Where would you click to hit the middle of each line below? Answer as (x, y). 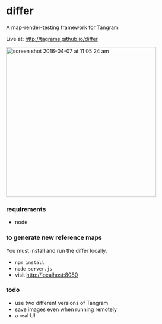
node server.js (34, 269)
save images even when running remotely (66, 309)
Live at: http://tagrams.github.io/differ (52, 39)
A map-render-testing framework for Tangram (62, 27)
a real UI (25, 315)
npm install (29, 262)
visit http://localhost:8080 (46, 275)
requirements (26, 209)
